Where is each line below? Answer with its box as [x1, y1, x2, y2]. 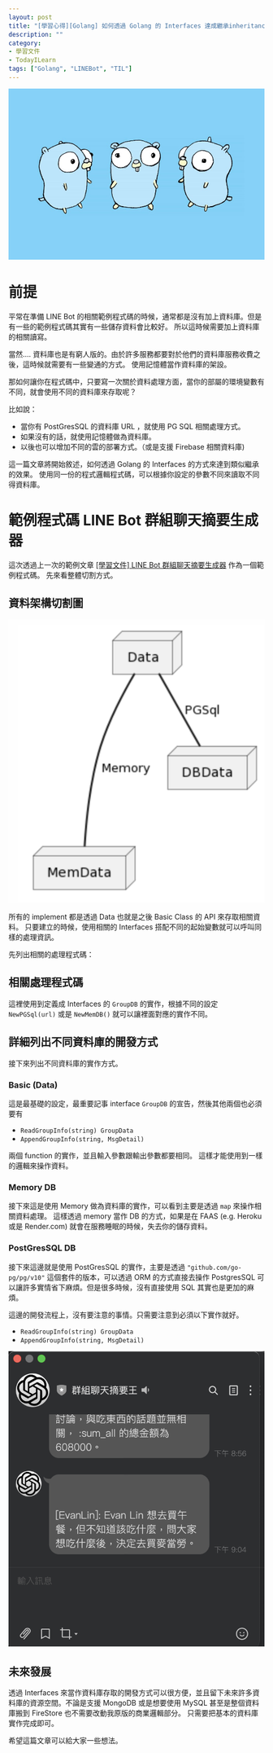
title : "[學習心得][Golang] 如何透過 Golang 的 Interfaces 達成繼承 [8, 21, 229, 30]
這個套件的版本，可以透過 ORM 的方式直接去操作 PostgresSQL [46, 1272, 256, 1282]
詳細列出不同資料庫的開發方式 [8, 1035, 158, 1049]
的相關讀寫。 [8, 332, 51, 341]
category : [8, 39, 42, 47]
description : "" [8, 30, 63, 38]
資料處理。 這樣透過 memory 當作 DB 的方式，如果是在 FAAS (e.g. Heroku [15, 1211, 262, 1221]
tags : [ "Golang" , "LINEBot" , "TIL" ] [8, 65, 132, 73]
